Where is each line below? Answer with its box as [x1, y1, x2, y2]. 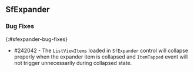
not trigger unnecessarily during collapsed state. [14, 59, 132, 66]
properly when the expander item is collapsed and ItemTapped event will [14, 53, 188, 60]
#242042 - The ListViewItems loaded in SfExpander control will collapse [14, 47, 189, 54]
